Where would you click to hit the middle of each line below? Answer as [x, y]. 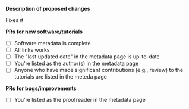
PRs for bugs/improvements [41, 88]
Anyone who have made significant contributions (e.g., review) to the [99, 70]
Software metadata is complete [53, 43]
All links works [32, 50]
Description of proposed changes [48, 9]
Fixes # [15, 20]
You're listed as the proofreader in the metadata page [80, 100]
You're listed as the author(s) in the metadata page [76, 63]
